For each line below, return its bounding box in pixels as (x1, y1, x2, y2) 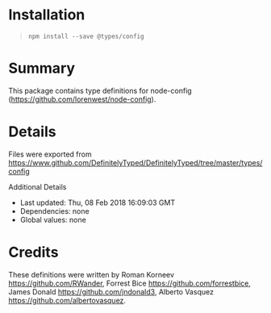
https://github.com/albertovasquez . (8, 295, 127, 305)
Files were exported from (8, 149, 92, 159)
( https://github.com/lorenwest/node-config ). (8, 94, 156, 104)
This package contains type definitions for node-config (8, 86, 192, 95)
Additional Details (8, 182, 67, 191)
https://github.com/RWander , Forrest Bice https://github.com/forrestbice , (8, 278, 252, 288)
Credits (8, 244, 59, 261)
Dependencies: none (19, 206, 90, 215)
